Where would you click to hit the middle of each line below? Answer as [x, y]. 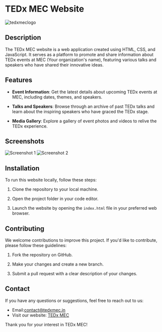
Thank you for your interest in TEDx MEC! [46, 324]
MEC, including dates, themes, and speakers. [57, 97]
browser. [21, 213]
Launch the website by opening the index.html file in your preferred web [84, 208]
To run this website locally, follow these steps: [51, 180]
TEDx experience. [30, 126]
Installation [22, 168]
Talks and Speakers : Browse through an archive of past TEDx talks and [83, 106]
